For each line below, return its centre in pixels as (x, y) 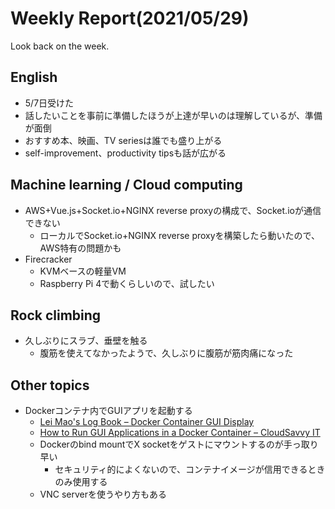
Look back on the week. (60, 46)
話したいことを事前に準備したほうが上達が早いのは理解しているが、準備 (173, 115)
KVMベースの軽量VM (83, 271)
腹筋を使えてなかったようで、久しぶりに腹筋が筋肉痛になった (166, 353)
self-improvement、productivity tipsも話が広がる (125, 153)
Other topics (50, 385)
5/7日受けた (49, 103)
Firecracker (48, 259)
